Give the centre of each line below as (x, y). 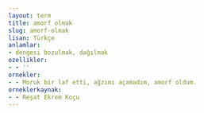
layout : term (30, 16)
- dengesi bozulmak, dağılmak (58, 53)
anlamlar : (25, 45)
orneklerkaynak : (35, 90)
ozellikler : (28, 60)
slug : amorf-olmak (38, 30)
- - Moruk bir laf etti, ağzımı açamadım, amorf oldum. (102, 82)
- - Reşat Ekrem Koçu (44, 97)
